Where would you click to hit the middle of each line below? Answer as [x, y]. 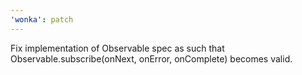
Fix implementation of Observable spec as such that [117, 48]
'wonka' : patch [42, 19]
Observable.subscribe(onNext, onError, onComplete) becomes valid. [151, 58]
